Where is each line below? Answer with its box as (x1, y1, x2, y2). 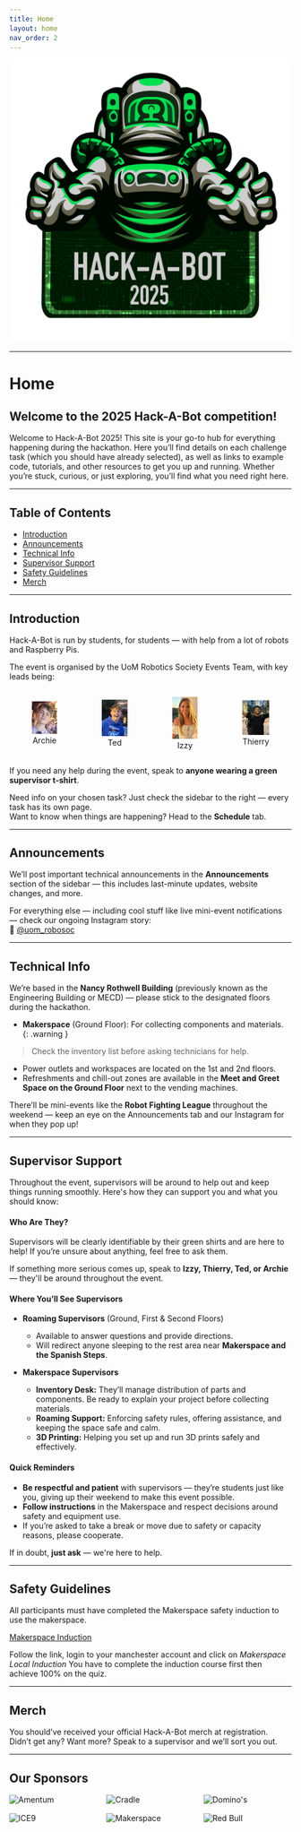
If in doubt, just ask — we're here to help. (9, 1547, 163, 1558)
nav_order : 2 (9, 33, 58, 42)
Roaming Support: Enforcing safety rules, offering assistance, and (35, 1413, 282, 1424)
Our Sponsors (9, 1770, 89, 1785)
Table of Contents (9, 505, 112, 520)
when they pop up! (9, 1119, 79, 1129)
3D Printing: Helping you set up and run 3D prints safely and (35, 1432, 260, 1443)
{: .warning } (21, 1029, 69, 1040)
